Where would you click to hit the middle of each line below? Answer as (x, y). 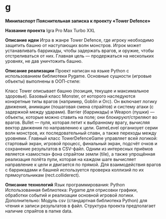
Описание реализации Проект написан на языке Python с (67, 70)
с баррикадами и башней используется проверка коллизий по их (75, 169)
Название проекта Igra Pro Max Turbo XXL (50, 30)
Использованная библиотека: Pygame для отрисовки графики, (72, 190)
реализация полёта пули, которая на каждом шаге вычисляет (71, 159)
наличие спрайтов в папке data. (39, 211)
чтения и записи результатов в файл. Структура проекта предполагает (81, 206)
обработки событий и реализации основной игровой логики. (70, 195)
